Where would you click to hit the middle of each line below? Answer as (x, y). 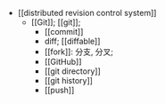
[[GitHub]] (63, 62)
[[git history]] (69, 80)
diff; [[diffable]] (72, 41)
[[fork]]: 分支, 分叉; (79, 52)
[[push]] (59, 90)
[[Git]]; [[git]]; (56, 22)
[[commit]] (64, 32)
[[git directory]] (72, 71)
